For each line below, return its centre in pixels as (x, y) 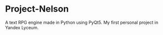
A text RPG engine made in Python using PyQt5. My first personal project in (82, 22)
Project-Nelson (37, 9)
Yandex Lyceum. (22, 27)
